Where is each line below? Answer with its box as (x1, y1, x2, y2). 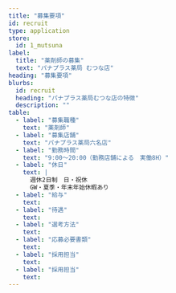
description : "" (15, 101, 70, 109)
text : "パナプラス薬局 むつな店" (15, 64, 114, 72)
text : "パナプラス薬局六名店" (23, 138, 112, 147)
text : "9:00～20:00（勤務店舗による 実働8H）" (23, 153, 169, 161)
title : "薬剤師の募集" (15, 57, 84, 65)
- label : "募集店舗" (15, 131, 80, 139)
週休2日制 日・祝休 (29, 176, 88, 185)
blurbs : (8, 79, 35, 87)
